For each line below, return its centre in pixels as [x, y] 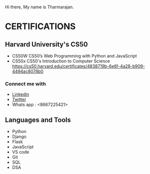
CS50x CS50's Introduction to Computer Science [61, 61]
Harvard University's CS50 [46, 44]
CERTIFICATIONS [40, 27]
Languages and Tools [38, 120]
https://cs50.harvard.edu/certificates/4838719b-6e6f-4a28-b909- [78, 66]
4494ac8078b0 [28, 71]
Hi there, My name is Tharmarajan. [39, 7]
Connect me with [25, 84]
